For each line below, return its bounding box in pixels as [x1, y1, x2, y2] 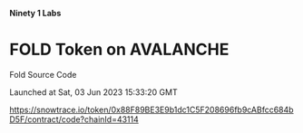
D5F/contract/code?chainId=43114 [9, 113, 139, 125]
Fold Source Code [9, 69, 77, 80]
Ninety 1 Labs [9, 8, 62, 18]
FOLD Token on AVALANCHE [9, 40, 230, 60]
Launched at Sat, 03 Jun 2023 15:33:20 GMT [9, 86, 179, 98]
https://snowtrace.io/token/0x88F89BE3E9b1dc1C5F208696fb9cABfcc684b [9, 104, 294, 115]
